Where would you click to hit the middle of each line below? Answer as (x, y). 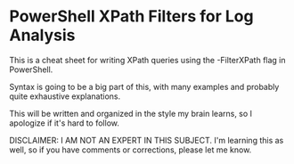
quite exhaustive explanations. (65, 96)
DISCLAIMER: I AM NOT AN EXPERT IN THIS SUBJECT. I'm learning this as (147, 140)
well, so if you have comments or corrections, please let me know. (131, 150)
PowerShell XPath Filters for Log (131, 16)
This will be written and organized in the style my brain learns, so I (131, 113)
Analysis (42, 35)
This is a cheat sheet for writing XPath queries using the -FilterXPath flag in (148, 60)
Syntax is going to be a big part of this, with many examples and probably (144, 86)
